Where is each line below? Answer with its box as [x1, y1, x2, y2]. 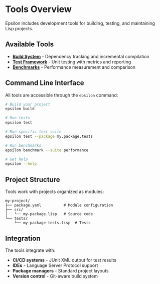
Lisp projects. [5, 25, 34, 31]
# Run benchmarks [5, 143, 42, 148]
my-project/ [5, 199, 30, 204]
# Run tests [5, 116, 30, 121]
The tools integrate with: [5, 247, 56, 253]
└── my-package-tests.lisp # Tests [14, 220, 91, 226]
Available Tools [5, 40, 54, 49]
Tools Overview [5, 4, 72, 15]
